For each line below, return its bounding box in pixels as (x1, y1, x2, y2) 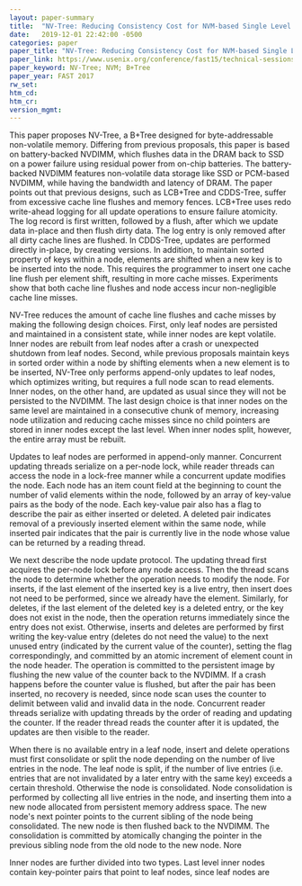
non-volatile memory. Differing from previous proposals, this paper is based (9, 139, 290, 150)
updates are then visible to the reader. (9, 727, 150, 738)
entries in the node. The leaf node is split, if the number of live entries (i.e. (9, 764, 283, 774)
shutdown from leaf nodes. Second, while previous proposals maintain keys (9, 348, 290, 359)
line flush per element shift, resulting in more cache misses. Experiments (9, 273, 279, 284)
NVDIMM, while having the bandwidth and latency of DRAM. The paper (9, 177, 272, 189)
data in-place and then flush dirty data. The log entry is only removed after (9, 226, 286, 237)
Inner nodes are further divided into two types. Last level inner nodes (9, 857, 265, 868)
